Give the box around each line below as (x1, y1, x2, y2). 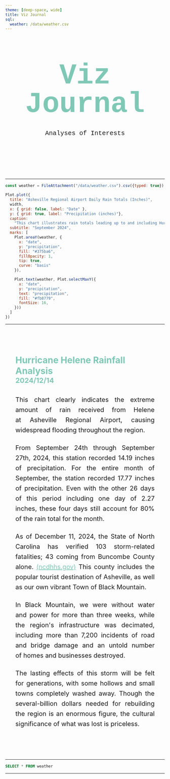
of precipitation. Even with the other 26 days (15, 484, 155, 492)
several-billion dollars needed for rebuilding (15, 699, 155, 708)
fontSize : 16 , (18, 300, 49, 305)
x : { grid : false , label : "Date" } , (10, 206, 87, 212)
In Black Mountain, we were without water (15, 601, 155, 609)
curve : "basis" (18, 263, 51, 268)
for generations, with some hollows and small (15, 679, 155, 687)
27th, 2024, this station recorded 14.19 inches (15, 454, 155, 462)
